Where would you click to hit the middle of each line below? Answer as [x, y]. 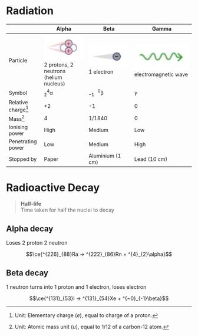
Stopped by [23, 159]
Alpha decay [30, 228]
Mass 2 [16, 118]
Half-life [31, 204]
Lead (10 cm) [151, 159]
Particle [18, 61]
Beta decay [27, 273]
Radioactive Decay [53, 187]
